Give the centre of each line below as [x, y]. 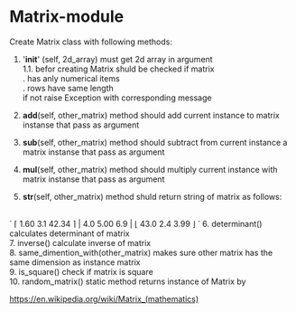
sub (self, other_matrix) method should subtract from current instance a [155, 142]
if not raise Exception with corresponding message [117, 98]
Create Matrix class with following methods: [91, 42]
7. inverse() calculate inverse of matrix [80, 242]
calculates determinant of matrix [69, 233]
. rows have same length [68, 88]
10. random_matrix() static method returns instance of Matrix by [128, 281]
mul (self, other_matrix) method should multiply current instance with [150, 169]
